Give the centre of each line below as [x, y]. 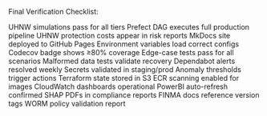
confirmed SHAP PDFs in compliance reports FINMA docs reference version [134, 95]
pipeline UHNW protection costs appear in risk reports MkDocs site [119, 36]
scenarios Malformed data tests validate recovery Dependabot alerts [122, 61]
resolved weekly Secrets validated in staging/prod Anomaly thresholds [125, 70]
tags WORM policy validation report [67, 104]
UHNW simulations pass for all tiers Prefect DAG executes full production [129, 27]
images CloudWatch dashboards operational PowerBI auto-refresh [118, 86]
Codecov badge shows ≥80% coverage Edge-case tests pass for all [121, 52]
